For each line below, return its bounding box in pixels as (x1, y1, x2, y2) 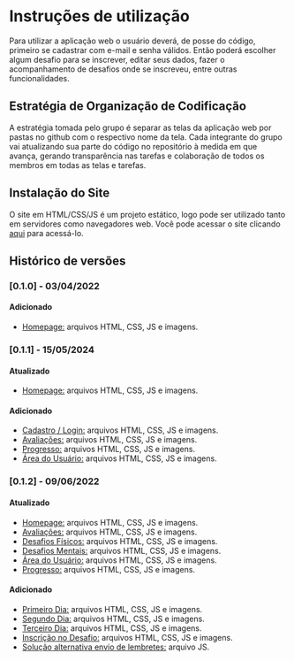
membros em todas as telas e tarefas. (9, 159, 147, 170)
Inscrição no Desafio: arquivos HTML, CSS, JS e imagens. (21, 632, 233, 642)
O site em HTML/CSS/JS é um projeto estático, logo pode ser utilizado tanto (9, 209, 286, 219)
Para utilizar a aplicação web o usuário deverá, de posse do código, (9, 35, 256, 46)
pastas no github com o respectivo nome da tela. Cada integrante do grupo (9, 131, 283, 142)
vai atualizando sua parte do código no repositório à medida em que (9, 141, 258, 151)
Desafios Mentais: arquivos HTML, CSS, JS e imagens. (21, 545, 222, 556)
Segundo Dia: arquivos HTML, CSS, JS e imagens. (21, 613, 205, 624)
